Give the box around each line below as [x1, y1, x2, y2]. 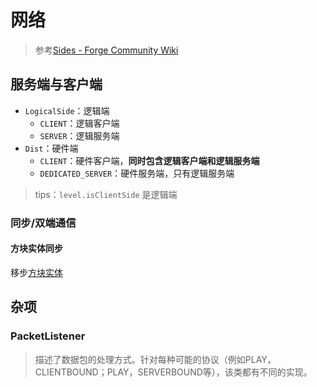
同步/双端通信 [10, 216, 77, 230]
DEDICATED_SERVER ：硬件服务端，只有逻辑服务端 [39, 167, 235, 179]
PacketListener [10, 329, 86, 343]
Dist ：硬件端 [24, 142, 79, 154]
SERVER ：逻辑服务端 [39, 129, 120, 141]
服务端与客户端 [10, 76, 103, 93]
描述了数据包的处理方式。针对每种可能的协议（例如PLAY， [34, 353, 277, 365]
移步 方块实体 [10, 266, 63, 278]
